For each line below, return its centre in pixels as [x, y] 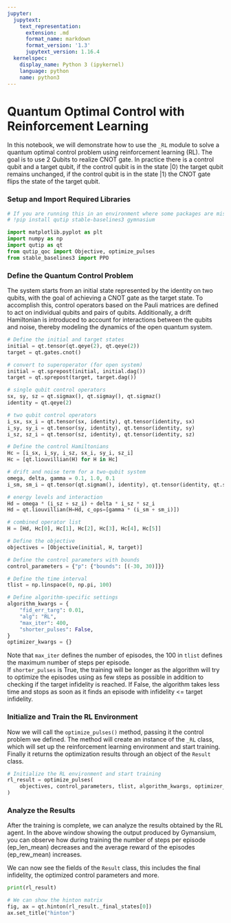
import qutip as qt [35, 245]
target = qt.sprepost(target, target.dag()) [72, 378]
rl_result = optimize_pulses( [51, 780]
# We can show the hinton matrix [55, 900]
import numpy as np [35, 239]
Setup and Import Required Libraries [69, 199]
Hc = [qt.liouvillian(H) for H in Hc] [63, 460]
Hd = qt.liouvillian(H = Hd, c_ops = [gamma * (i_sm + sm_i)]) [93, 510]
